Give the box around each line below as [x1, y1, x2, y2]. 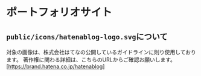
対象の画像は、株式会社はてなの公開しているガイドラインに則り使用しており [6, 49, 196, 55]
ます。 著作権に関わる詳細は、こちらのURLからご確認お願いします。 [6, 56, 176, 63]
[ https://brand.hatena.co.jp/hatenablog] [6, 63, 105, 70]
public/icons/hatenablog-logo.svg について [6, 31, 168, 42]
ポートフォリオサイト [6, 5, 113, 19]
